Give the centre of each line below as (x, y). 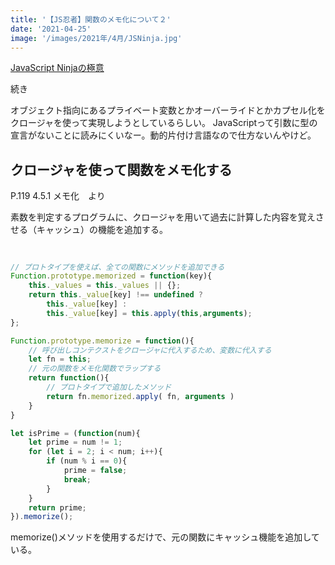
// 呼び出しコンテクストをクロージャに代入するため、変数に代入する (150, 350)
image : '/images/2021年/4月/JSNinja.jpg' (96, 38)
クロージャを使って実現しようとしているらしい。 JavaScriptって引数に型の (164, 123)
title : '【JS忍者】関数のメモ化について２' (91, 19)
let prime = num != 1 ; (75, 442)
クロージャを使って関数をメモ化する (121, 169)
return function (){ (69, 378)
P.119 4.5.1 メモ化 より (58, 196)
